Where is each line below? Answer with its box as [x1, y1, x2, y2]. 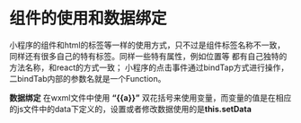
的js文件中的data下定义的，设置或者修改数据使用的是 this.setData [9, 103, 252, 114]
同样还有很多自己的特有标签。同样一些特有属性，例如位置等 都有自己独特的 [9, 50, 288, 61]
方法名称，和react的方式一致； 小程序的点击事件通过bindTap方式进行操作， [9, 62, 289, 73]
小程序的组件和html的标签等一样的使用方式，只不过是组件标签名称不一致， [9, 40, 286, 50]
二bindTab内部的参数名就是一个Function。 [9, 73, 166, 83]
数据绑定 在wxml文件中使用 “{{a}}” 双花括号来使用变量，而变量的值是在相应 [9, 92, 292, 103]
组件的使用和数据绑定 [9, 8, 168, 29]
